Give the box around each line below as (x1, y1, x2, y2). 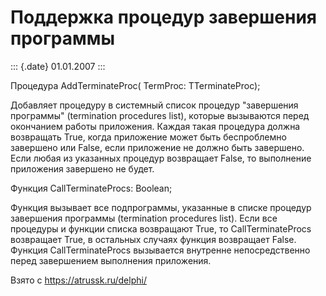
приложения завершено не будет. (10, 162, 155, 175)
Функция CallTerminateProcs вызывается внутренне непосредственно (10, 244, 311, 256)
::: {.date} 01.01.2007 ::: (10, 60, 106, 72)
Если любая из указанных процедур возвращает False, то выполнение (10, 152, 312, 164)
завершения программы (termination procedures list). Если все (10, 212, 278, 224)
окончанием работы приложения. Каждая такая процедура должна (10, 120, 301, 132)
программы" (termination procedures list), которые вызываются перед (10, 109, 310, 121)
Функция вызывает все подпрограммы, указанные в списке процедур (10, 201, 312, 213)
